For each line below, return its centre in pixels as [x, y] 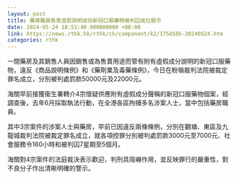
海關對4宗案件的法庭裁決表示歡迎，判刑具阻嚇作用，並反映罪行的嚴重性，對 [118, 159]
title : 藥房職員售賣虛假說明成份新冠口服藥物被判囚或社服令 [84, 21]
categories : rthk [33, 40]
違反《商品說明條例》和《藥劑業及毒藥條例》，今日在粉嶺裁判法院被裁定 [124, 70]
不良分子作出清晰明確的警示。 [51, 168]
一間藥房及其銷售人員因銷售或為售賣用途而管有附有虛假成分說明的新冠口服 [116, 62]
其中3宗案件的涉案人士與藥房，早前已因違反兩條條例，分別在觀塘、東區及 [115, 127]
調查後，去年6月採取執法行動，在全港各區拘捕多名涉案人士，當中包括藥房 [115, 103]
